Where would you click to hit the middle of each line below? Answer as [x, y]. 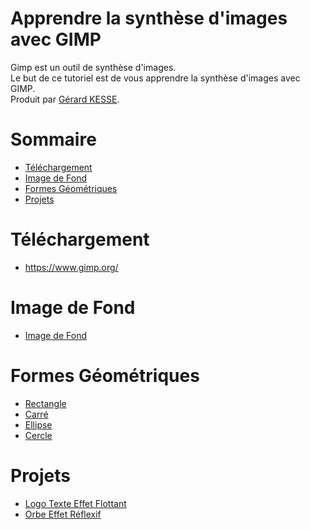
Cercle [38, 435]
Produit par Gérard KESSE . [65, 99]
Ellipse [38, 424]
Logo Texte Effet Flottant [75, 503]
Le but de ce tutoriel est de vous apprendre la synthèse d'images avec [155, 78]
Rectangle [45, 403]
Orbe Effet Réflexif [63, 514]
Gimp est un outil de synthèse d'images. [93, 67]
